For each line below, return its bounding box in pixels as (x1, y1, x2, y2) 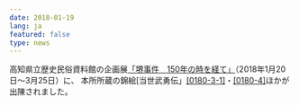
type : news (9, 38, 50, 48)
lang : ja (9, 22, 42, 31)
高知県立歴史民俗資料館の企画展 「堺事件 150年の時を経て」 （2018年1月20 (9, 64, 286, 74)
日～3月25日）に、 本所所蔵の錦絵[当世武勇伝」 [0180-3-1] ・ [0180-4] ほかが (9, 75, 290, 86)
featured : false (9, 30, 70, 39)
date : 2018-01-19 (9, 13, 75, 22)
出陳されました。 (9, 86, 73, 97)
